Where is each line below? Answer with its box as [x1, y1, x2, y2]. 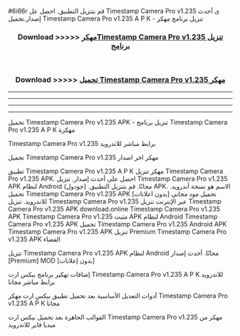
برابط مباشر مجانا [8, 278, 56, 286]
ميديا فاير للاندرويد [8, 320, 56, 329]
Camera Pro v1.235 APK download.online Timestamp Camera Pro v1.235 [8, 204, 221, 213]
